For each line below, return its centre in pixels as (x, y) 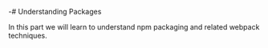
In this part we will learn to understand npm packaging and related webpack (134, 27)
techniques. (28, 36)
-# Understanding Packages (55, 12)
